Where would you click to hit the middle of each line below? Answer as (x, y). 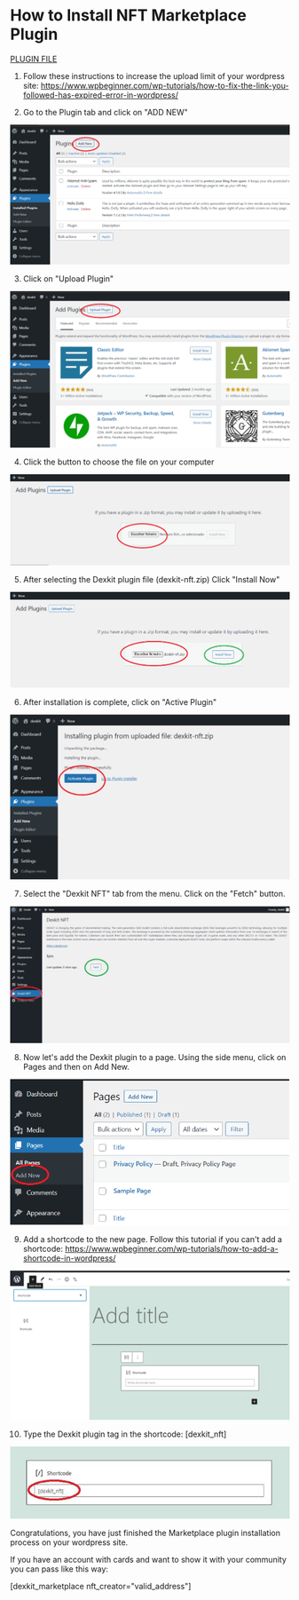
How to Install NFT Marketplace (128, 16)
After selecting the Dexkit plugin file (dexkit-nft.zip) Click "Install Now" (151, 580)
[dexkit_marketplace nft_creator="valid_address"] (101, 1586)
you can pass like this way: (59, 1569)
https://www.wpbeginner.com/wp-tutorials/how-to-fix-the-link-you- (165, 85)
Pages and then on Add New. (76, 1066)
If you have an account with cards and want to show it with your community (149, 1559)
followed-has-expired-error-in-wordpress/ (101, 95)
